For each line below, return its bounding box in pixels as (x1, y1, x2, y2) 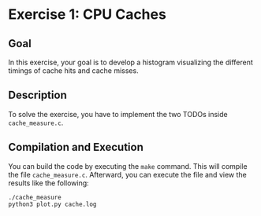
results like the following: (8, 178, 89, 188)
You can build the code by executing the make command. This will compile (8, 161, 248, 170)
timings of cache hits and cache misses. (8, 66, 140, 75)
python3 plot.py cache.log (8, 200, 97, 208)
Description (8, 89, 67, 102)
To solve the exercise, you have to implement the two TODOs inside (8, 109, 228, 119)
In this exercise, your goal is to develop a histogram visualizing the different (8, 57, 254, 67)
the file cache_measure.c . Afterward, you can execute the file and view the (8, 170, 247, 179)
